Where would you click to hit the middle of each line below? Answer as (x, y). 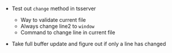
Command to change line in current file (68, 32)
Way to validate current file (53, 20)
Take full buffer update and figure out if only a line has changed (89, 44)
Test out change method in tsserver (54, 9)
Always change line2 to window (57, 26)
